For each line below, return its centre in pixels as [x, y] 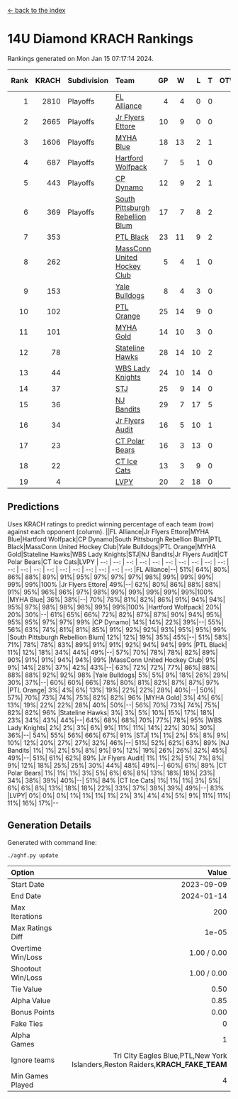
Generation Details [50, 825]
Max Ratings [32, 927]
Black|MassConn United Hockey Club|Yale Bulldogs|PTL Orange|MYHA [112, 546]
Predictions [33, 507]
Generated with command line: [52, 842]
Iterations [27, 916]
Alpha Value [31, 1000]
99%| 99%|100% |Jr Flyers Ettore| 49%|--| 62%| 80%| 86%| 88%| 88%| [114, 584]
